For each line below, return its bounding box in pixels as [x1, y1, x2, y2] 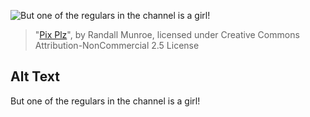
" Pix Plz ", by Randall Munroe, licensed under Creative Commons [34, 29, 300, 40]
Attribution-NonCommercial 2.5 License [34, 40, 200, 51]
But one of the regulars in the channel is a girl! [10, 95, 201, 107]
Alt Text [10, 68, 60, 85]
